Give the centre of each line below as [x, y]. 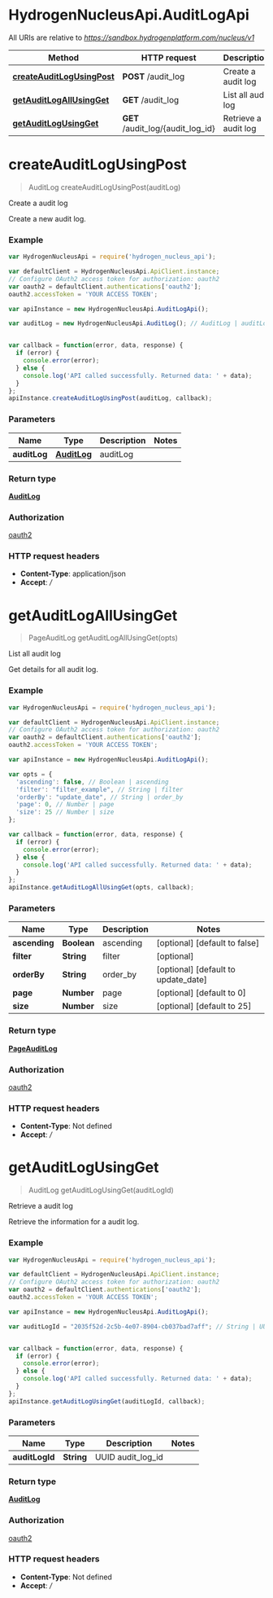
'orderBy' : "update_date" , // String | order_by [100, 797]
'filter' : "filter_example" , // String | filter [100, 789]
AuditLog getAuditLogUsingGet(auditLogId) [101, 1190]
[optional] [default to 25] [204, 1006]
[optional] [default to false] [208, 943]
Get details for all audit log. [54, 669]
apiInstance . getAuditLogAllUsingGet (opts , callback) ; [102, 888]
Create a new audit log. [48, 218]
